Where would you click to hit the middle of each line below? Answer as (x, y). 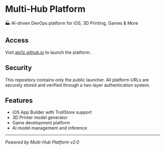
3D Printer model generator (40, 117)
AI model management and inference (50, 128)
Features (19, 100)
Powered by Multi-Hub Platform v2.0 (42, 142)
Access (17, 40)
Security (18, 68)
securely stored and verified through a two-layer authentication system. (78, 85)
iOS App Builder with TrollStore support (52, 112)
